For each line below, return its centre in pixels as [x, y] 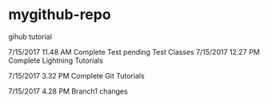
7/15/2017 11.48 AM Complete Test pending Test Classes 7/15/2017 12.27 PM [134, 52]
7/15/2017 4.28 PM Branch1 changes [68, 91]
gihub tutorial [30, 37]
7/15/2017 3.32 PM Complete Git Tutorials [77, 75]
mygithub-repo [60, 15]
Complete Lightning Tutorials [56, 60]
